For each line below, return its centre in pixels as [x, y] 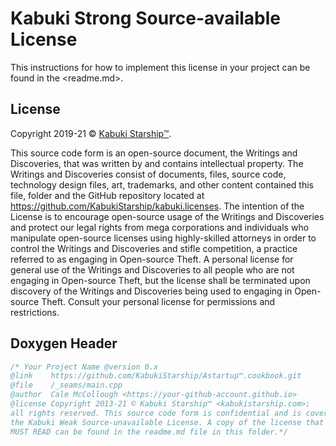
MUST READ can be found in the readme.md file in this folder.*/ [149, 432]
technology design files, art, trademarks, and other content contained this [162, 184]
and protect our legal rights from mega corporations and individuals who [160, 227]
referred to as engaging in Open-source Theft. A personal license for [152, 259]
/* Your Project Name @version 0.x [84, 367]
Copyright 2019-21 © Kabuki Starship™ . [91, 133]
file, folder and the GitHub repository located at [107, 195]
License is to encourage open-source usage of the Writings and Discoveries [167, 216]
